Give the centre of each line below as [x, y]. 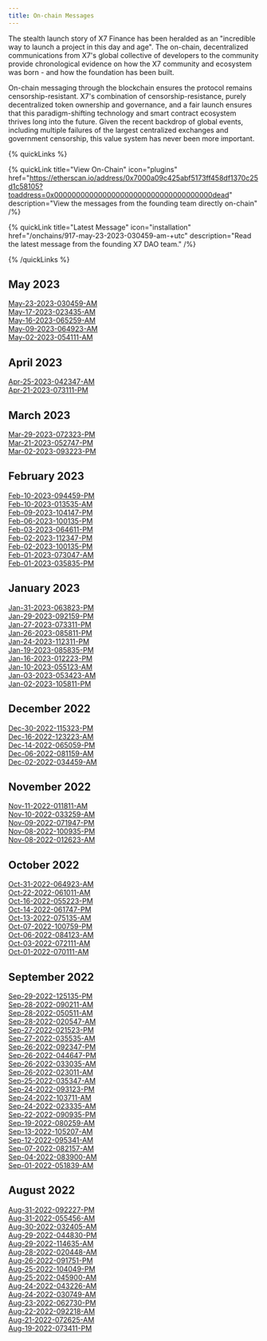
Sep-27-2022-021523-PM [51, 1029]
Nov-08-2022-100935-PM [52, 831]
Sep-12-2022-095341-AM [51, 1139]
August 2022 [42, 1191]
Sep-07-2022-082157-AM [51, 1148]
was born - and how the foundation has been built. [91, 72]
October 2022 [44, 865]
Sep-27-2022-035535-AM [52, 1038]
